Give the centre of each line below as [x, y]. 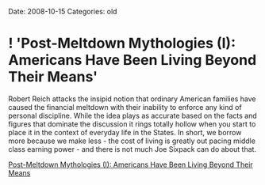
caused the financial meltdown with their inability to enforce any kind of [125, 107]
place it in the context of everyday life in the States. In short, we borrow [125, 132]
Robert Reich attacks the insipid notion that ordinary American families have [132, 99]
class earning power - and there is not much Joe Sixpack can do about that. [132, 149]
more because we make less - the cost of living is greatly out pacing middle [132, 141]
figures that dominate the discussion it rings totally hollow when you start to [132, 124]
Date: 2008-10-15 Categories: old [63, 11]
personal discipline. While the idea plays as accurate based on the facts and [133, 115]
